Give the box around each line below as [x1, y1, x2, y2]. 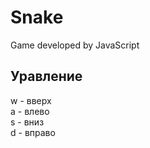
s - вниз [10, 116, 45, 128]
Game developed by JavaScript [10, 39, 140, 51]
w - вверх [10, 94, 52, 106]
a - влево [10, 105, 50, 117]
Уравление [10, 68, 83, 85]
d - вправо [10, 126, 56, 138]
